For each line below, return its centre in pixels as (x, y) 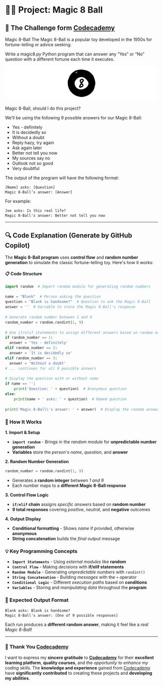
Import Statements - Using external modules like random (69, 562)
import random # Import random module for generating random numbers (78, 286)
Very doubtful (26, 168)
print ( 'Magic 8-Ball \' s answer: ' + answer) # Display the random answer (82, 409)
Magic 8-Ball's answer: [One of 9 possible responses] (62, 616)
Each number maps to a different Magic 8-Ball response (69, 485)
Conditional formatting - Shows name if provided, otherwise (73, 528)
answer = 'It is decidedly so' (41, 353)
